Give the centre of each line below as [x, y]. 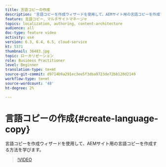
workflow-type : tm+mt [27, 79]
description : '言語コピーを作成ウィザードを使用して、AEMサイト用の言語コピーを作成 [83, 14]
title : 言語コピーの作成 [28, 10]
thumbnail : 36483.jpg [27, 51]
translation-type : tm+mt [31, 70]
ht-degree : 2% [20, 88]
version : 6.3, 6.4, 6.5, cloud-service [46, 42]
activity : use [20, 38]
